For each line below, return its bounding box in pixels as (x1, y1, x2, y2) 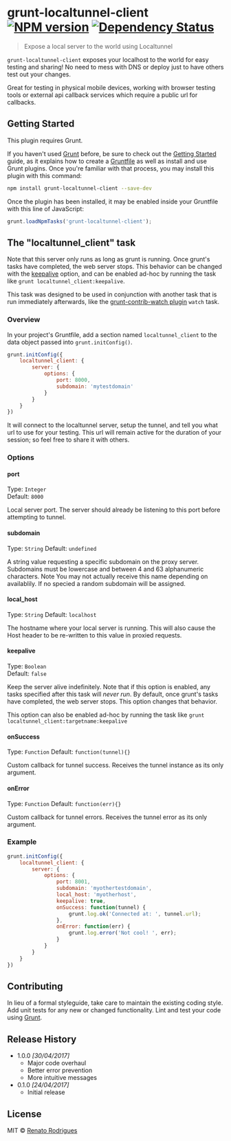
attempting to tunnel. (7, 513, 67, 521)
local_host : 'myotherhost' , (56, 891, 137, 898)
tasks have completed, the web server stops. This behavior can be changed (7, 263, 222, 271)
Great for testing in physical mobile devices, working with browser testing (7, 83, 216, 91)
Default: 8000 (7, 492, 44, 501)
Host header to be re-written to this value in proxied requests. (7, 631, 182, 639)
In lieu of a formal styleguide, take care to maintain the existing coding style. (7, 999, 223, 1007)
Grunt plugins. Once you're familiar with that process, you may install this (7, 164, 214, 173)
